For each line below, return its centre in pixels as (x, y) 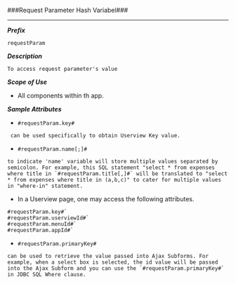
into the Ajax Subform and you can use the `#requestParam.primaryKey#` (116, 269)
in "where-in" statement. (45, 186)
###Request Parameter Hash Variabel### (68, 10)
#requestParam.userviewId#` (48, 218)
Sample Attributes (34, 109)
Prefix (17, 30)
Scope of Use (27, 82)
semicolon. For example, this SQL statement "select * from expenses (111, 168)
